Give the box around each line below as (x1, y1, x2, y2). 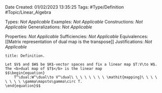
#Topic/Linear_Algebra (5, 9, 52, 15)
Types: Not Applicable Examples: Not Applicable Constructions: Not (5, 19, 143, 24)
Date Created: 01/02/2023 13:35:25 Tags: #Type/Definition (5, 4, 124, 10)
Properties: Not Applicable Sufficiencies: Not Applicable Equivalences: (5, 34, 149, 39)
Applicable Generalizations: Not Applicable (5, 24, 93, 30)
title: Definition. (5, 53, 45, 58)
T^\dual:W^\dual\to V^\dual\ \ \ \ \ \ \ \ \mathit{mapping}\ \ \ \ (14, 75, 158, 80)
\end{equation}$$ (5, 83, 41, 88)
